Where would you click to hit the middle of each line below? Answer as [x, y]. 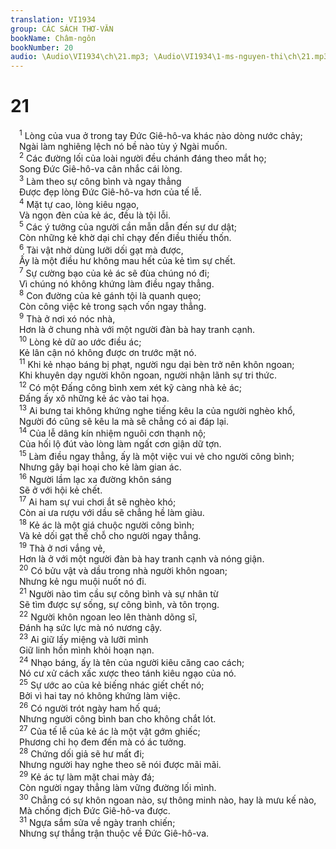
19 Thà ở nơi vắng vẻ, [62, 547]
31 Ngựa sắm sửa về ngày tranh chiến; [97, 822]
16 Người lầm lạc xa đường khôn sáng [95, 478]
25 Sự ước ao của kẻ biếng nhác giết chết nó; [112, 684]
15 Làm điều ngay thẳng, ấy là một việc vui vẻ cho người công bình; [157, 455]
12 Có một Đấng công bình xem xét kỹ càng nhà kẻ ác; [130, 386]
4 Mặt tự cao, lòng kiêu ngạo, [79, 203]
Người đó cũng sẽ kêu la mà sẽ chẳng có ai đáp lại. [124, 421]
